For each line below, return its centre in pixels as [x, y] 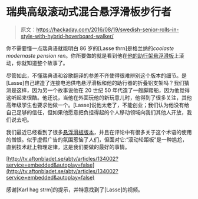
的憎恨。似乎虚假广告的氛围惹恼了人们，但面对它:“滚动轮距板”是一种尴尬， [97, 140]
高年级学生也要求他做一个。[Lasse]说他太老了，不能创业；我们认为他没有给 [98, 105]
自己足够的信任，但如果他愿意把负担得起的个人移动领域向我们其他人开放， [96, 112]
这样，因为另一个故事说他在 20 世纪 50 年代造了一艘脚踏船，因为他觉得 [103, 90]
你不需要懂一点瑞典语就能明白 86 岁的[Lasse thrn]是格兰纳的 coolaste [90, 48]
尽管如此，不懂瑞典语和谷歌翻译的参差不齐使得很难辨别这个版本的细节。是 [96, 75]
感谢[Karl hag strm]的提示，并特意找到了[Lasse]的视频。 [75, 190]
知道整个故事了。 [47, 63]
